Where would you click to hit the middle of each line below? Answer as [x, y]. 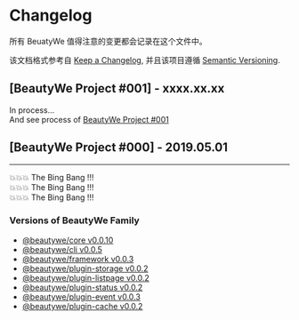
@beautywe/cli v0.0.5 [62, 249]
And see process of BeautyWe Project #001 [89, 119]
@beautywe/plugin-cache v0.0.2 [82, 306]
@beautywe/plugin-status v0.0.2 [82, 287]
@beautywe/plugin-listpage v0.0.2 [85, 277]
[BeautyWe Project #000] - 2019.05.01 [119, 148]
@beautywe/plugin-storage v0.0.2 [85, 268]
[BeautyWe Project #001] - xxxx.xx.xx [117, 88]
